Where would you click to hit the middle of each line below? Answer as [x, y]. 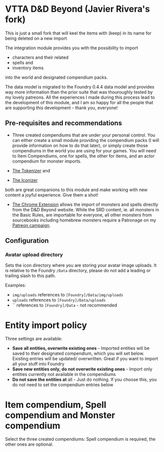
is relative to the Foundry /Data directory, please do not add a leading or [78, 271]
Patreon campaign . [31, 225]
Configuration [27, 241]
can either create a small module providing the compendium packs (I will [86, 140]
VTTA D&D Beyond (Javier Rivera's [78, 9]
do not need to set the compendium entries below [63, 385]
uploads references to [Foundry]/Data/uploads [59, 300]
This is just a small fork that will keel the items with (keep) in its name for [78, 33]
